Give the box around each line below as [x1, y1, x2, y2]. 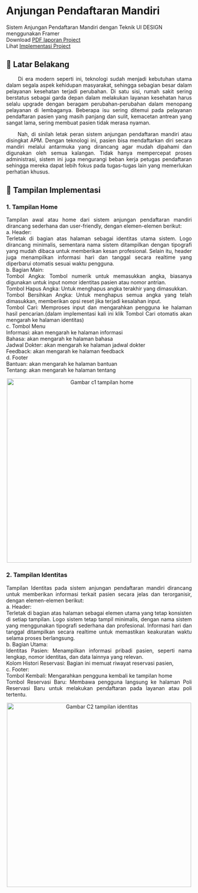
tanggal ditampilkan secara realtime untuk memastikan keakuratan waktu [6, 628, 192, 635]
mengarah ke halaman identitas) [6, 317, 84, 324]
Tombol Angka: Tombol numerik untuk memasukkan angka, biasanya [6, 273, 192, 280]
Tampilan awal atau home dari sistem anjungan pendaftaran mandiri [6, 216, 192, 224]
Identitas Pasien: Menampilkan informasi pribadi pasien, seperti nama [6, 647, 192, 654]
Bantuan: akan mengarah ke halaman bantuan [6, 360, 118, 367]
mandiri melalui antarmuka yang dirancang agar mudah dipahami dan [6, 143, 192, 150]
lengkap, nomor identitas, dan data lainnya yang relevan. [6, 653, 144, 660]
